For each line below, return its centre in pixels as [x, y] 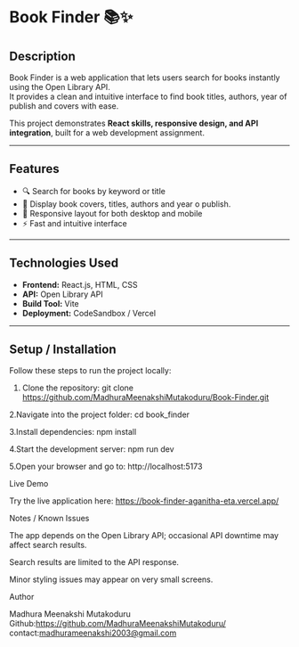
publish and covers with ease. [64, 106]
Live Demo [29, 484]
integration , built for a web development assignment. [107, 133]
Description [42, 56]
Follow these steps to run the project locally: [90, 371]
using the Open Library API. [60, 87]
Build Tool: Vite [50, 303]
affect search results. [48, 545]
